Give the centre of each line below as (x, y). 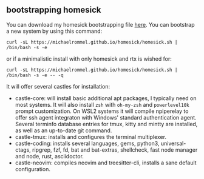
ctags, (23, 150)
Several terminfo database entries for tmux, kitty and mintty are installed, (106, 124)
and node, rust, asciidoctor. (49, 156)
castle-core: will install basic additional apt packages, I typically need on (106, 98)
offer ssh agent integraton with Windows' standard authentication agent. (106, 117)
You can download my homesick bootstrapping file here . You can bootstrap (100, 24)
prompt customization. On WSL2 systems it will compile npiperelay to (102, 111)
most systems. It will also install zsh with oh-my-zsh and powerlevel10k (102, 104)
